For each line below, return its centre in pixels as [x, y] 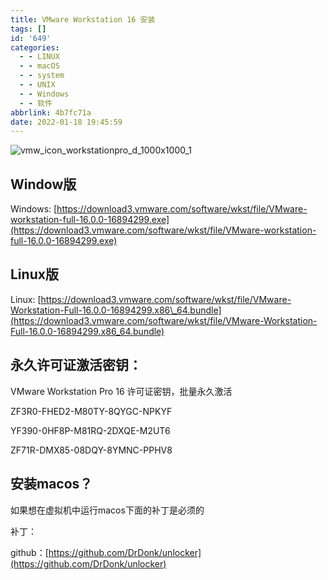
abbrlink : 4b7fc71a [51, 112]
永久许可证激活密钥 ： [76, 365]
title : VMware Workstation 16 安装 [83, 19]
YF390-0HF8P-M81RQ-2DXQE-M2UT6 [90, 430]
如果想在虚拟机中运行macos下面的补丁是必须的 [107, 510]
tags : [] [28, 29]
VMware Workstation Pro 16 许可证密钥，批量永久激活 [121, 391]
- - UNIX [37, 85]
